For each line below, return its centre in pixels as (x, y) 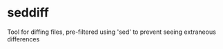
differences (23, 39)
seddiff (28, 13)
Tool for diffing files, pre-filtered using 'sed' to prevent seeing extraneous (111, 32)
